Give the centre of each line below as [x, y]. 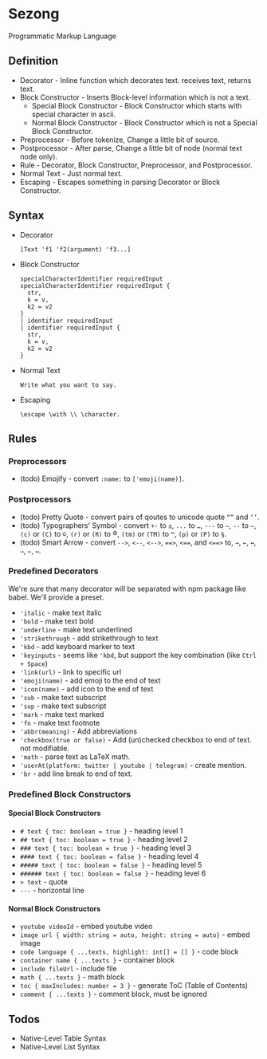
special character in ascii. [74, 114]
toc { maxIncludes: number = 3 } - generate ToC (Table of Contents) [134, 986]
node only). [39, 156]
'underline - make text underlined [76, 629]
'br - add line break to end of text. [76, 774]
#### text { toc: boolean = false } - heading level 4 [109, 856]
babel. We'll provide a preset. [57, 597]
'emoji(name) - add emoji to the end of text [90, 680]
